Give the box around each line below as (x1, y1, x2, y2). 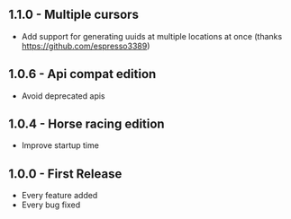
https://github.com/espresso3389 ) (21, 40, 150, 51)
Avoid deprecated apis (21, 90, 105, 101)
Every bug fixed (21, 199, 81, 210)
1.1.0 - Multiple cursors (8, 7, 139, 22)
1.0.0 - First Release (8, 166, 123, 181)
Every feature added (21, 190, 98, 201)
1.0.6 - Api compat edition (8, 66, 157, 82)
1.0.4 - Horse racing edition (8, 117, 165, 132)
